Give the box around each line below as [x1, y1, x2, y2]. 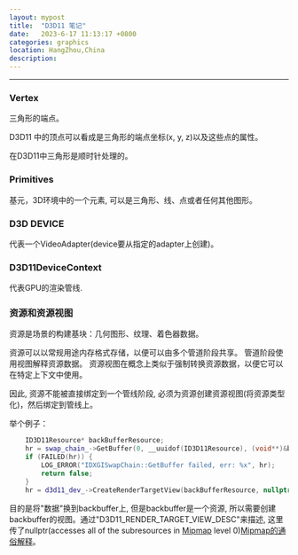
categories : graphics [9, 37, 90, 47]
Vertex [9, 91, 39, 104]
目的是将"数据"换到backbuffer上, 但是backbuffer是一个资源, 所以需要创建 [9, 503, 277, 513]
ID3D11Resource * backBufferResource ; [25, 436, 165, 445]
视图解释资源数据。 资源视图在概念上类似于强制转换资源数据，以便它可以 [16, 358, 284, 369]
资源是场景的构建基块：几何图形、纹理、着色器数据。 [9, 329, 204, 340]
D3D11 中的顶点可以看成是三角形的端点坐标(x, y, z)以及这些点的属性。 [9, 132, 263, 143]
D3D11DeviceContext [9, 261, 102, 273]
